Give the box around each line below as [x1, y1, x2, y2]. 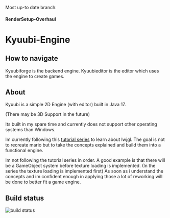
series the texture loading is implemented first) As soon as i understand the [5, 168, 163, 174]
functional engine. [5, 148, 43, 154]
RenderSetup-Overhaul [5, 16, 56, 22]
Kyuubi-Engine [5, 34, 70, 45]
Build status [5, 193, 44, 202]
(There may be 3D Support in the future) [5, 111, 90, 117]
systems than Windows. [5, 127, 56, 133]
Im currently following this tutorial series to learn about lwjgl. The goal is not [5, 136, 165, 142]
